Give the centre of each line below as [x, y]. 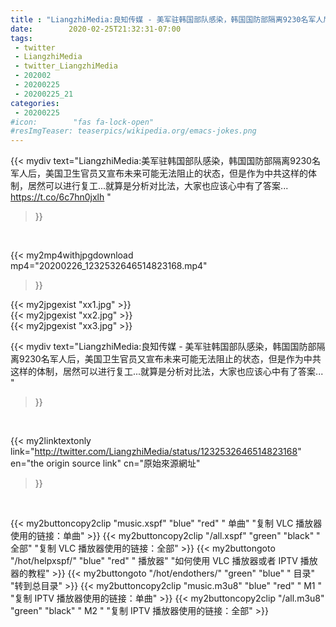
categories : [35, 103]
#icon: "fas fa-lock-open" [82, 122]
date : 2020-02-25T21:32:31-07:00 [96, 29]
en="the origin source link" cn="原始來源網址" [105, 463]
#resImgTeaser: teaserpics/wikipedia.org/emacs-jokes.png [133, 131]
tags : [21, 38]
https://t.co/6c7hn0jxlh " [61, 197]
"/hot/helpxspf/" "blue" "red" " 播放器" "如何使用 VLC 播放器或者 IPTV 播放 [164, 561]
